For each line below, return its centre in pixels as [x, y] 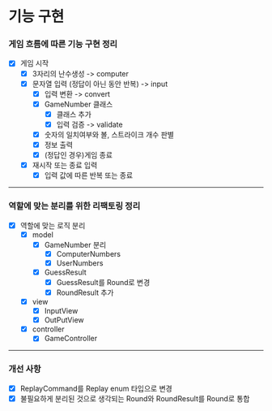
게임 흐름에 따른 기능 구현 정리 [63, 44]
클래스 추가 [74, 114]
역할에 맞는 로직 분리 [53, 225]
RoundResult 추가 [85, 292]
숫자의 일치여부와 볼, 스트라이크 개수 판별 [109, 134]
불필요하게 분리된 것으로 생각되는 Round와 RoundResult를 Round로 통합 [135, 398]
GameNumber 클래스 [79, 104]
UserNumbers [80, 263]
